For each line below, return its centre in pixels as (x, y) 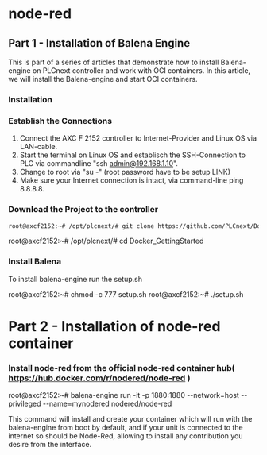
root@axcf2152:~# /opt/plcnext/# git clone (81, 226)
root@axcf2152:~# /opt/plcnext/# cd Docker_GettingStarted (106, 241)
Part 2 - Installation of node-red (114, 326)
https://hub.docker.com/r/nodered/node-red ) (99, 378)
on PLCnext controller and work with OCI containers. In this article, (141, 71)
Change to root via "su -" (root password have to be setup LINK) (125, 172)
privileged (25, 404)
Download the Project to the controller (83, 210)
